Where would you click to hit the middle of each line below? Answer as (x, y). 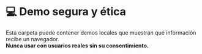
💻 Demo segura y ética (66, 12)
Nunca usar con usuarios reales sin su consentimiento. (77, 46)
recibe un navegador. (32, 39)
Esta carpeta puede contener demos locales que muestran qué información (101, 32)
